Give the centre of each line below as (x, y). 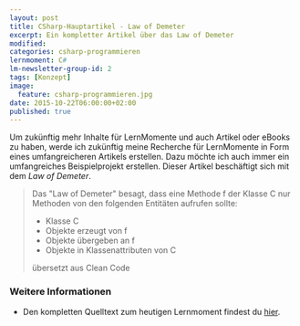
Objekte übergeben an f (90, 241)
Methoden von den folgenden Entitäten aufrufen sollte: (134, 204)
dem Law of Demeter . (50, 176)
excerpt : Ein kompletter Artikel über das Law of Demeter (122, 35)
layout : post (34, 18)
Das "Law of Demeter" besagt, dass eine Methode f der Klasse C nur (161, 194)
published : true (40, 111)
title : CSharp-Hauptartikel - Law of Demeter (97, 26)
